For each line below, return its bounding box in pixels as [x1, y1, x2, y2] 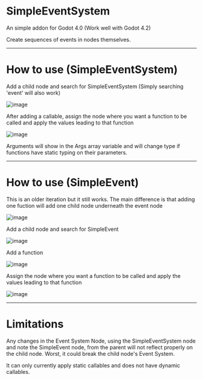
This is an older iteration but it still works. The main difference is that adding [6, 195, 195, 203]
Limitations [6, 317, 64, 330]
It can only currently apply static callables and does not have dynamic [6, 361, 181, 369]
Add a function [6, 249, 43, 256]
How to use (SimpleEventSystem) [6, 63, 178, 77]
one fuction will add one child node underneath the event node [6, 202, 163, 209]
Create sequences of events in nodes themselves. [6, 36, 131, 43]
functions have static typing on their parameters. [6, 149, 128, 156]
